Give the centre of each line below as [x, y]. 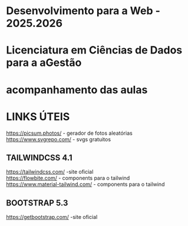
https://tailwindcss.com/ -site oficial [50, 172]
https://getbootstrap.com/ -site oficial [52, 217]
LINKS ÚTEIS [38, 117]
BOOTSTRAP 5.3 [37, 203]
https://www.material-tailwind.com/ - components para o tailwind [85, 184]
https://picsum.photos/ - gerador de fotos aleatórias [69, 133]
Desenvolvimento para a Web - [83, 11]
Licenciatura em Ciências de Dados [94, 50]
